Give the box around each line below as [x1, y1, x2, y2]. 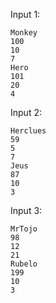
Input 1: [10, 9, 41, 20]
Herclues [10, 126, 47, 136]
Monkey [10, 28, 38, 38]
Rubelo [10, 259, 38, 269]
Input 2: [10, 107, 42, 118]
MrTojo [10, 224, 38, 234]
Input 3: [10, 205, 43, 216]
